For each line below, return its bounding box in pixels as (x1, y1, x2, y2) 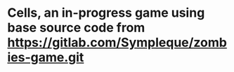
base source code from (7, 20, 145, 36)
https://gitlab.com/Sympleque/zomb (7, 35, 227, 50)
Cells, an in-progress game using (7, 5, 205, 21)
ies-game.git (7, 50, 84, 66)
